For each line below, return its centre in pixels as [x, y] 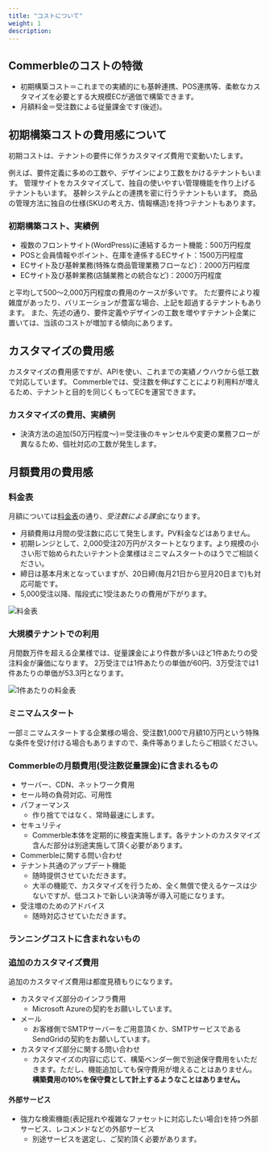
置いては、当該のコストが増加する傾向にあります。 [93, 323]
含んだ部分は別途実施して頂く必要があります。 [109, 845]
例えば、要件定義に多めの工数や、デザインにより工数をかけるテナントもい [132, 173]
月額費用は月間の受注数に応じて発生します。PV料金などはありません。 [137, 533]
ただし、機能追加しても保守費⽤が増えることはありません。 [158, 1069]
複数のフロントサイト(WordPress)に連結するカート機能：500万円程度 [135, 245]
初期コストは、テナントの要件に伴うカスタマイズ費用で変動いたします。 [128, 155]
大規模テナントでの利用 [54, 634]
